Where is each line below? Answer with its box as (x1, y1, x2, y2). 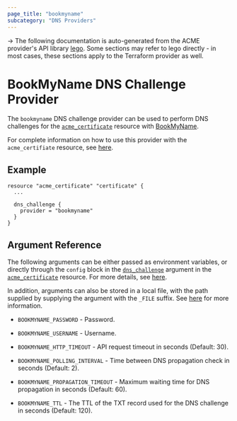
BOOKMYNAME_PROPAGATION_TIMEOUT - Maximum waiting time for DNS (17, 378, 210, 386)
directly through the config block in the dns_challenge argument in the (7, 265, 212, 274)
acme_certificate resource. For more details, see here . (7, 273, 168, 282)
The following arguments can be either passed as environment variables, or (7, 258, 228, 266)
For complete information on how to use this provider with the (7, 136, 187, 144)
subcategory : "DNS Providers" (7, 17, 97, 24)
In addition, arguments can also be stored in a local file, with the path (7, 287, 209, 295)
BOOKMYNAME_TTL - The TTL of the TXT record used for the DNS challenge (17, 399, 229, 408)
